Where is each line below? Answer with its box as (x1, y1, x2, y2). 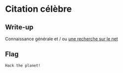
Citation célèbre (5, 3, 72, 15)
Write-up (5, 23, 33, 31)
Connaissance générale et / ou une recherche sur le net (5, 36, 118, 42)
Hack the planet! (5, 63, 41, 68)
